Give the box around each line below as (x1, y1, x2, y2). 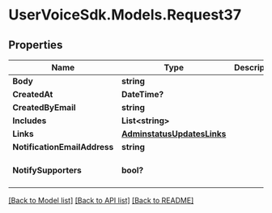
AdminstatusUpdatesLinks (121, 128, 227, 139)
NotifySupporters (12, 164, 83, 176)
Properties (8, 38, 63, 52)
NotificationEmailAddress (12, 142, 114, 152)
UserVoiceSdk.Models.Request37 (8, 6, 241, 24)
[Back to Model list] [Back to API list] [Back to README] (8, 196, 194, 205)
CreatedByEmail (12, 102, 76, 113)
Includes (12, 115, 47, 126)
